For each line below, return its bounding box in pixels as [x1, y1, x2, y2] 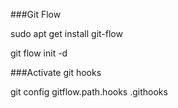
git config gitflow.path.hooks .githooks [10, 86, 168, 98]
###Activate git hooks [10, 67, 102, 78]
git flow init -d [10, 47, 68, 59]
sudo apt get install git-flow [10, 28, 123, 39]
